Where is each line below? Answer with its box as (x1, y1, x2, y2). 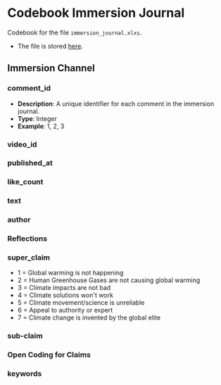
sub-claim (7, 331, 44, 341)
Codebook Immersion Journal (7, 5, 185, 21)
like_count (7, 177, 44, 187)
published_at (7, 158, 53, 168)
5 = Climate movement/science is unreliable (17, 298, 145, 307)
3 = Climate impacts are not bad (17, 284, 111, 292)
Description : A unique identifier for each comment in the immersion (17, 99, 215, 108)
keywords (7, 369, 42, 379)
